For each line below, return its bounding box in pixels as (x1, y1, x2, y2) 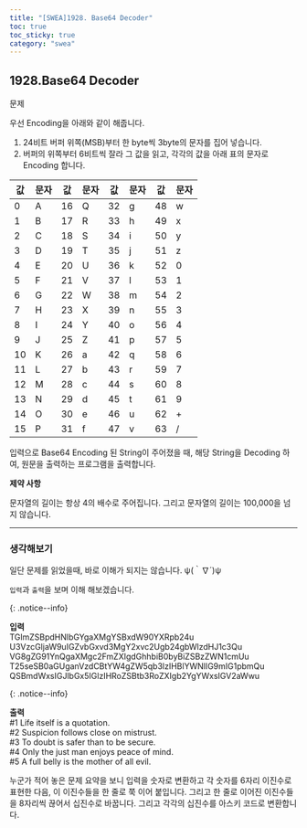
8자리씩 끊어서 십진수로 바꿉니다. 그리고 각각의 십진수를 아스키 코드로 (18, 798, 266, 809)
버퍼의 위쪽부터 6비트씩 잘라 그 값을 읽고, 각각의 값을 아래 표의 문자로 (22, 148, 270, 160)
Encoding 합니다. (22, 160, 86, 171)
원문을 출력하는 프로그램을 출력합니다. (21, 459, 156, 470)
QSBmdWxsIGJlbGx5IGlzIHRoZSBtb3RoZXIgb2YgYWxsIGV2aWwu (9, 671, 260, 682)
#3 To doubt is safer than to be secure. (9, 737, 156, 748)
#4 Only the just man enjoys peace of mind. (9, 747, 174, 758)
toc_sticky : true (9, 30, 76, 39)
